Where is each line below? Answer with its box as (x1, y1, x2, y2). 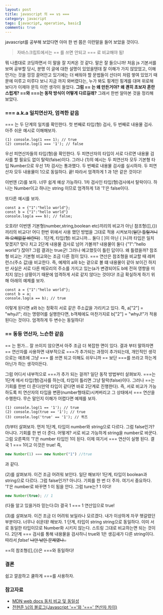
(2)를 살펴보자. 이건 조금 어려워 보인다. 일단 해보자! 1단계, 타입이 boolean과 (5, 471, 147, 477)
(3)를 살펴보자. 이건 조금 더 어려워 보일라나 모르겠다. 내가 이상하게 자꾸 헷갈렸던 (5, 513, 156, 519)
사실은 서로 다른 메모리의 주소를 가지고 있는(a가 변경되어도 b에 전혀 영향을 (10, 265, 150, 271)
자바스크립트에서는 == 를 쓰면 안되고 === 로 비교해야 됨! (16, 50, 125, 55)
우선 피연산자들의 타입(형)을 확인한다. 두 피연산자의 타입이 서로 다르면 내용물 (5, 151, 149, 157)
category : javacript (5, 16, 47, 21)
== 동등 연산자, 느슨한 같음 (5, 331, 64, 337)
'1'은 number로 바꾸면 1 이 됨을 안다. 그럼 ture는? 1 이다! (5, 483, 112, 489)
